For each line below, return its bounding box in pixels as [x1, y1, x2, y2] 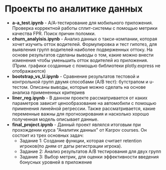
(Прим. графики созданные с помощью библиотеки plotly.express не [12, 63, 161, 69]
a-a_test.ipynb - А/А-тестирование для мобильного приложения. [12, 20, 153, 26]
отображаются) [12, 68, 46, 74]
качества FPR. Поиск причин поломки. [12, 30, 96, 36]
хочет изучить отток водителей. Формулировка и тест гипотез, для [12, 41, 157, 47]
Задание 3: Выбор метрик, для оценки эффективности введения [19, 153, 159, 159]
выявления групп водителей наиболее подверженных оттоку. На [12, 46, 153, 52]
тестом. [12, 84, 29, 90]
